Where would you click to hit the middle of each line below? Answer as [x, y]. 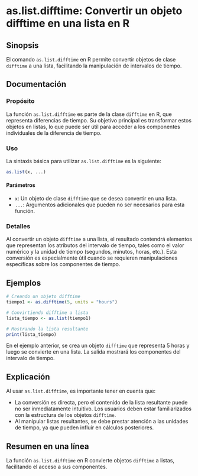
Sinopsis [22, 45]
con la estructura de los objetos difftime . [65, 415]
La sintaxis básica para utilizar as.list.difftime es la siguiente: [84, 161]
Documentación [36, 84]
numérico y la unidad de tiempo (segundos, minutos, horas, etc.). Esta [92, 252]
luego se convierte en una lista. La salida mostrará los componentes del [93, 352]
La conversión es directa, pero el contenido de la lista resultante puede [101, 403]
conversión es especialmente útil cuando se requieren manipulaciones [92, 258]
